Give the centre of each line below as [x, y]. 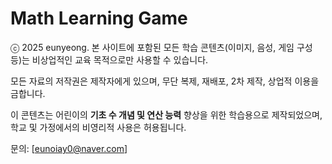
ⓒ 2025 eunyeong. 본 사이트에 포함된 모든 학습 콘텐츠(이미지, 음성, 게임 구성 [161, 47]
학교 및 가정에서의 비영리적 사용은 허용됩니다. [98, 127]
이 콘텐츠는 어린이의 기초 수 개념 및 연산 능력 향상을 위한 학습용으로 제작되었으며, [166, 114]
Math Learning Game [99, 18]
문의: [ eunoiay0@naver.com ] [69, 148]
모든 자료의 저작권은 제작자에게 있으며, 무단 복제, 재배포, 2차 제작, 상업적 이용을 [165, 81]
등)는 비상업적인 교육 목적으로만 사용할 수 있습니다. [109, 59]
